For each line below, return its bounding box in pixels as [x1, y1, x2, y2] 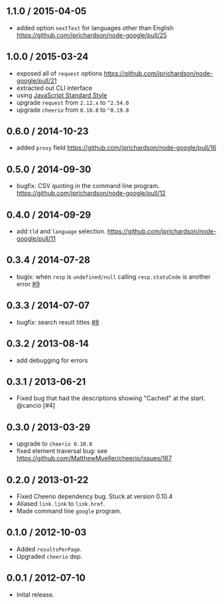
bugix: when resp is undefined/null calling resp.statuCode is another [16, 272, 211, 281]
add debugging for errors [16, 356, 88, 364]
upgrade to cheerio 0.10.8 [16, 439, 93, 448]
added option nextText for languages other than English [16, 23, 174, 32]
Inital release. [16, 590, 55, 599]
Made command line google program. [16, 507, 122, 515]
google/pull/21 [16, 76, 58, 84]
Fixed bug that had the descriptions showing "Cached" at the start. [16, 394, 206, 402]
